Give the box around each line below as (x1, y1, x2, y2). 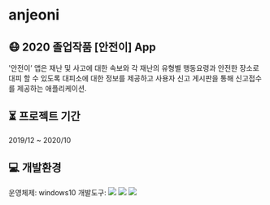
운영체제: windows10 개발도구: (8, 187, 107, 197)
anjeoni (8, 6, 60, 24)
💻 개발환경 (8, 161, 62, 175)
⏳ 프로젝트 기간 (8, 110, 81, 124)
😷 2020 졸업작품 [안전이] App (8, 40, 156, 54)
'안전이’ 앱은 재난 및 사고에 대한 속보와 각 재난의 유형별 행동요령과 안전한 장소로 (8, 63, 260, 72)
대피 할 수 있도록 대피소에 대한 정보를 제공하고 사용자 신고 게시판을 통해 (8, 73, 234, 83)
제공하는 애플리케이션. (16, 84, 87, 93)
